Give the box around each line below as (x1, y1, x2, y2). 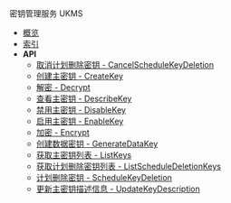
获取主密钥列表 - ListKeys (35, 150, 132, 160)
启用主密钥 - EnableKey (35, 115, 124, 126)
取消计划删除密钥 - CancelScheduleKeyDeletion (35, 60, 215, 69)
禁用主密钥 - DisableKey (35, 105, 127, 115)
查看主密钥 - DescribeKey (35, 93, 132, 104)
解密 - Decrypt (35, 82, 91, 92)
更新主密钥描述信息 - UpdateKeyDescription (35, 183, 201, 194)
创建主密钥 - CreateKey (35, 70, 124, 81)
